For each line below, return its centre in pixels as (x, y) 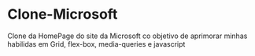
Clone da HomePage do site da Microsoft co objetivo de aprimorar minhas (128, 36)
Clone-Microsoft (63, 14)
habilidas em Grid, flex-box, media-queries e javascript (96, 44)
